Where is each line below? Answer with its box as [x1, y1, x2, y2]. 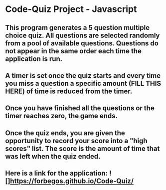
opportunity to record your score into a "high [5, 136, 148, 145]
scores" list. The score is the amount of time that [5, 144, 160, 153]
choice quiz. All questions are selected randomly [5, 31, 161, 39]
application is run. [5, 54, 63, 63]
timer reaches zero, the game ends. [5, 112, 118, 120]
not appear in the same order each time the [5, 46, 142, 55]
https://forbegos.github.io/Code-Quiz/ [9, 177, 134, 186]
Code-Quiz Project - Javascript [5, 3, 137, 15]
